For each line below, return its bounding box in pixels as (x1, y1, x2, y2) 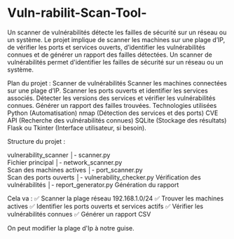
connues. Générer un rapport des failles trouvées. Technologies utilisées (7, 101, 217, 109)
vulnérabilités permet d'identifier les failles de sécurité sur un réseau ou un (7, 57, 223, 66)
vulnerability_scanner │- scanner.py (7, 151, 111, 159)
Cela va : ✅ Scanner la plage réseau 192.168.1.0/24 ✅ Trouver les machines (7, 194, 224, 203)
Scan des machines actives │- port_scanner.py (7, 165, 143, 174)
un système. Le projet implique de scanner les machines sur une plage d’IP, (7, 35, 226, 43)
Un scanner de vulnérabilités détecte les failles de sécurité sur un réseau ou (7, 28, 227, 36)
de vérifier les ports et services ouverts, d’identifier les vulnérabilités (7, 43, 205, 51)
